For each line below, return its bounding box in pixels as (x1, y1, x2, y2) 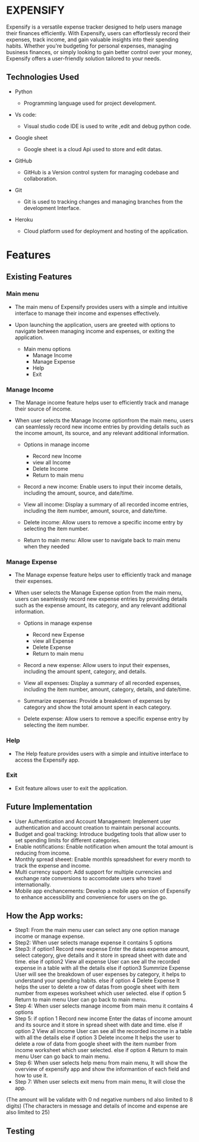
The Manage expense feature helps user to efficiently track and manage (14, 571, 192, 578)
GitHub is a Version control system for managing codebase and (23, 168, 179, 176)
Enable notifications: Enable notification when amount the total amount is (14, 843, 194, 850)
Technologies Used (6, 72, 79, 82)
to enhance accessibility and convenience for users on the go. (14, 893, 168, 900)
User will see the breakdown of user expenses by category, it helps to (14, 971, 186, 978)
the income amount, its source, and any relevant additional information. (14, 429, 189, 436)
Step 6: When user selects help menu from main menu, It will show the (14, 1059, 188, 1066)
